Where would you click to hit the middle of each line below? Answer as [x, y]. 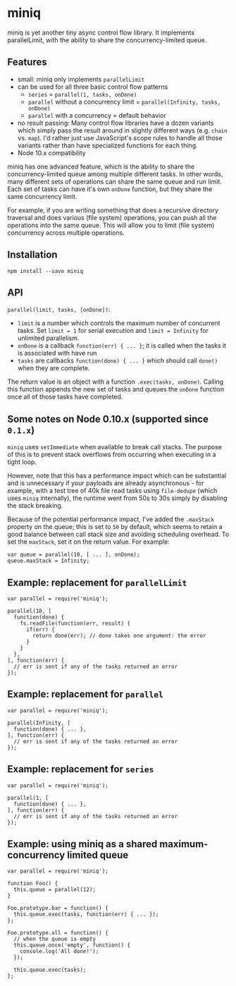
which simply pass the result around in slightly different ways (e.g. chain [122, 130]
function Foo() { [33, 884]
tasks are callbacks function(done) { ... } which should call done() [118, 360]
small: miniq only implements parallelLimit [81, 79]
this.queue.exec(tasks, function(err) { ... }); [86, 915]
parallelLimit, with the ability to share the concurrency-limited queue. [107, 39]
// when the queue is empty [55, 939]
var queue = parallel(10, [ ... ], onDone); [74, 555]
